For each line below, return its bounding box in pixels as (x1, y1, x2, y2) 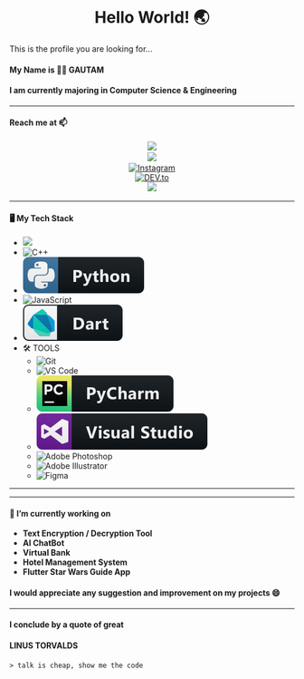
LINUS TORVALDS (9, 640, 79, 651)
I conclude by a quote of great (9, 619, 124, 630)
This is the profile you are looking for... (9, 43, 153, 54)
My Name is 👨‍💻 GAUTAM (9, 64, 104, 75)
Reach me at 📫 (9, 117, 68, 128)
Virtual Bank (22, 548, 71, 558)
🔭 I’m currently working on (9, 508, 111, 519)
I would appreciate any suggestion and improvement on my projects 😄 (9, 587, 280, 598)
